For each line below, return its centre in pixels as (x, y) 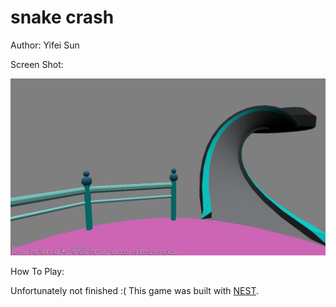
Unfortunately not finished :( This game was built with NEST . (135, 291)
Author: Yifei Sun (45, 45)
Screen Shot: (37, 64)
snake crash (62, 17)
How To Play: (37, 272)
